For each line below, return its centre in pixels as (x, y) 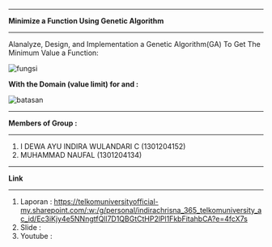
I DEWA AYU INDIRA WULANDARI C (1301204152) (103, 146)
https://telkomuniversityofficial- (106, 202)
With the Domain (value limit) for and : (74, 84)
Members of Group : (43, 123)
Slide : (31, 227)
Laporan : (36, 202)
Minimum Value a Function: (53, 53)
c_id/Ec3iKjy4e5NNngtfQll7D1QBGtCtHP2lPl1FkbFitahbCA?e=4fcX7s (134, 219)
